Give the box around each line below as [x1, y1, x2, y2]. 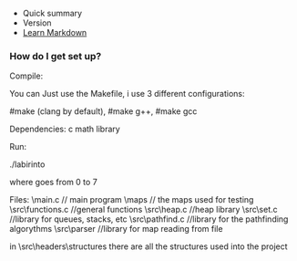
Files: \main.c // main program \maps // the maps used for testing [9, 194, 254, 205]
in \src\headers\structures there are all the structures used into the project [9, 241, 289, 252]
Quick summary [22, 8, 83, 18]
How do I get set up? [9, 49, 102, 62]
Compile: [9, 70, 44, 81]
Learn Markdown [22, 27, 87, 37]
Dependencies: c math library [9, 123, 120, 135]
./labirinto [9, 159, 46, 170]
